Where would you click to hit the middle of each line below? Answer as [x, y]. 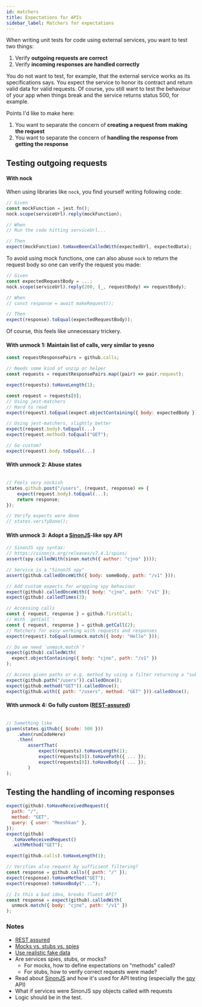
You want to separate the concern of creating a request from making [101, 125]
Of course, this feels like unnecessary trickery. [64, 331]
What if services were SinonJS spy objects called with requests [93, 991]
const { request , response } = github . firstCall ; [70, 614]
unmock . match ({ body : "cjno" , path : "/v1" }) [70, 905]
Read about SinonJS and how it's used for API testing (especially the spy [105, 978]
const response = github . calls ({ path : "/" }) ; [67, 872]
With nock [20, 179]
